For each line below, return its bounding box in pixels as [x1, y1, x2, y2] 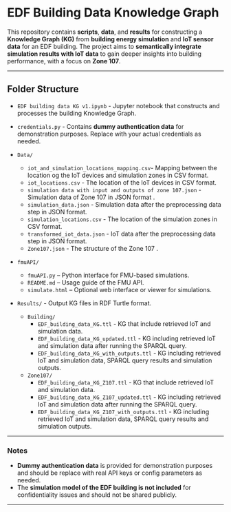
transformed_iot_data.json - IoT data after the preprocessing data [27, 229, 216, 238]
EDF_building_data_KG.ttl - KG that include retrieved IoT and [37, 319, 211, 328]
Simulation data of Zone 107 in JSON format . [27, 193, 155, 201]
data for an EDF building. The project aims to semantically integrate [7, 42, 201, 50]
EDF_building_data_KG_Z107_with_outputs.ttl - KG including [37, 407, 210, 416]
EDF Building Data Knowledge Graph [7, 5, 219, 21]
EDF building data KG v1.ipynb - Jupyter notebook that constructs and [16, 101, 220, 110]
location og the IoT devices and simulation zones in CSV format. [27, 171, 209, 179]
